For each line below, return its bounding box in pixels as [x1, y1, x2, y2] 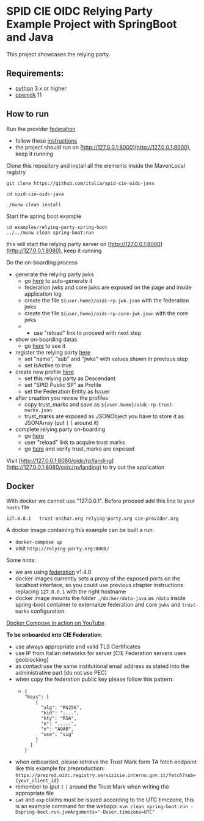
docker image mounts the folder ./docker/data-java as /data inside [15, 594, 186, 602]
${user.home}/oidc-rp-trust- [101, 402, 175, 408]
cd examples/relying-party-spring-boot [6, 224, 108, 230]
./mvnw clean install [6, 201, 62, 208]
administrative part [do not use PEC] [15, 669, 107, 677]
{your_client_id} [15, 778, 60, 784]
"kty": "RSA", [40, 715, 77, 722]
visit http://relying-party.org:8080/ [15, 545, 110, 552]
